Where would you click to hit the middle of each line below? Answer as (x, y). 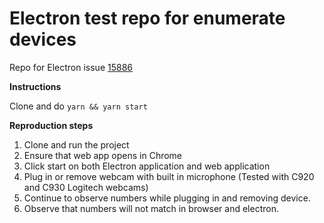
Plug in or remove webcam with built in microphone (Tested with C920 (169, 176)
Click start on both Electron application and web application (147, 166)
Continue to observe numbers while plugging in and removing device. (167, 198)
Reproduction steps (51, 125)
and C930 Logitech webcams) (86, 187)
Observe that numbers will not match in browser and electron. (151, 208)
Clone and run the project (76, 144)
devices (43, 39)
